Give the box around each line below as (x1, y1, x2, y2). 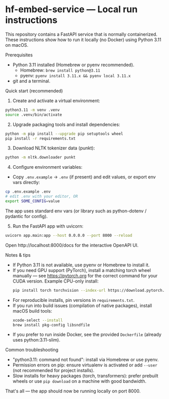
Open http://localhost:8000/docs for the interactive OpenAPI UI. (5, 242, 139, 248)
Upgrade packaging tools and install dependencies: (12, 121, 120, 128)
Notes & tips (5, 252, 31, 258)
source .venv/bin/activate (5, 112, 62, 117)
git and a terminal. (12, 78, 51, 84)
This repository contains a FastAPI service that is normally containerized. (5, 31, 158, 37)
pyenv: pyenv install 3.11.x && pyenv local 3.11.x (20, 72, 131, 78)
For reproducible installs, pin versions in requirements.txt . (12, 297, 135, 303)
